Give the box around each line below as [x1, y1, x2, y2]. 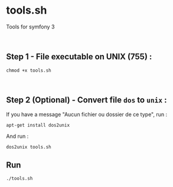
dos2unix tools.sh [6, 144, 51, 150]
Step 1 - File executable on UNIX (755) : [6, 51, 152, 62]
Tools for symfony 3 [6, 23, 55, 30]
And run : [6, 133, 29, 140]
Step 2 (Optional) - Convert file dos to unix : [6, 95, 167, 105]
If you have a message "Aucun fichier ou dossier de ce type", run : [6, 111, 167, 118]
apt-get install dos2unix [6, 122, 70, 128]
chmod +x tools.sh [6, 67, 51, 73]
